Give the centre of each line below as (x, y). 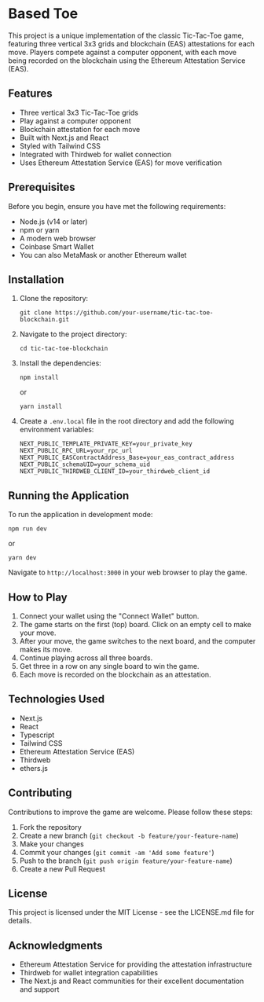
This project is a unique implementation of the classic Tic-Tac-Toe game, (126, 35)
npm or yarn (39, 229)
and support (39, 989)
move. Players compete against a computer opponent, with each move (123, 52)
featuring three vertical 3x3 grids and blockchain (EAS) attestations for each (132, 43)
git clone (36, 313)
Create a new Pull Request (62, 868)
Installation (36, 279)
